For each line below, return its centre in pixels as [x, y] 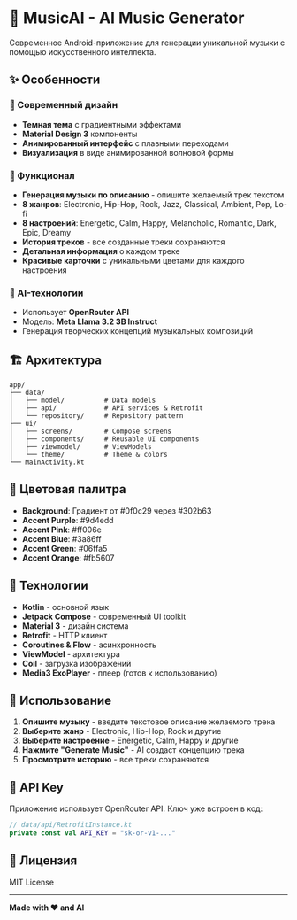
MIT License [32, 882]
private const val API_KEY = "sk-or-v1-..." [92, 833]
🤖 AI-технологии [46, 293]
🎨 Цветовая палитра [68, 489]
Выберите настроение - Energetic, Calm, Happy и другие [130, 741]
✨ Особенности [55, 80]
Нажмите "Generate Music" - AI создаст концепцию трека [133, 750]
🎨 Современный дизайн [64, 105]
